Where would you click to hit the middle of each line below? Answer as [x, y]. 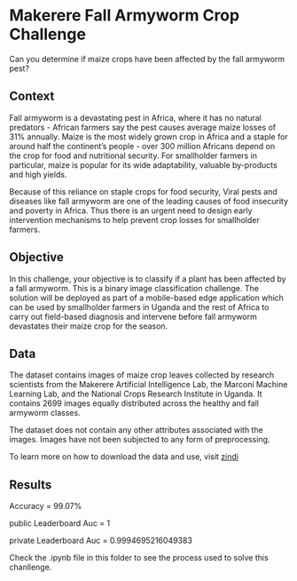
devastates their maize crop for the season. [89, 326]
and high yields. [38, 174]
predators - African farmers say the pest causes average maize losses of [143, 127]
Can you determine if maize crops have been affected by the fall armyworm [147, 59]
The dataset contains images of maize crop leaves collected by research [142, 375]
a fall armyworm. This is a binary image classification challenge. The [134, 288]
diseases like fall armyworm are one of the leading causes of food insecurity [149, 201]
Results [31, 485]
